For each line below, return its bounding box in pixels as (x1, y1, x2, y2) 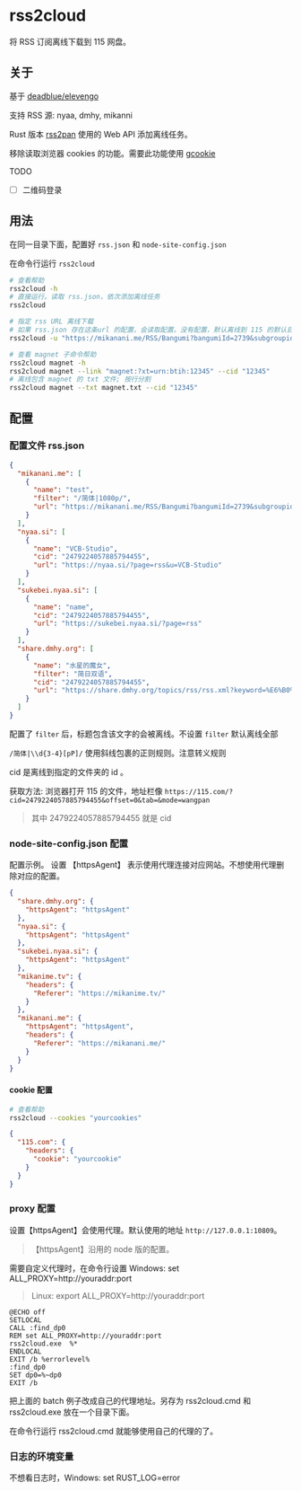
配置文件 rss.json (9, 439, 85, 452)
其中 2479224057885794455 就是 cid (30, 812, 172, 823)
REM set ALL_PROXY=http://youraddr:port (9, 1331, 163, 1340)
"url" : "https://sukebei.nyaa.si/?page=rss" (32, 619, 202, 629)
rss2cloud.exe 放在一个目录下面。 (9, 1407, 134, 1417)
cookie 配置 (9, 1084, 53, 1096)
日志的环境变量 (9, 1450, 74, 1462)
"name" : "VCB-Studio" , (32, 544, 118, 553)
